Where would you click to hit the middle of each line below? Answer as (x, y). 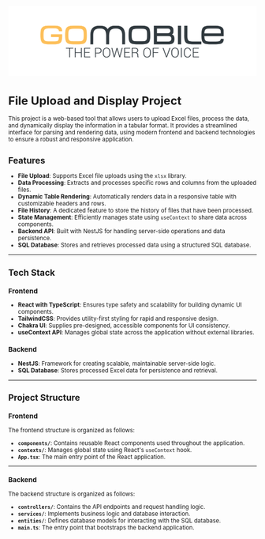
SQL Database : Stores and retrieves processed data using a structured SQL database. (134, 245)
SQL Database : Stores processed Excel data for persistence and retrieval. (118, 371)
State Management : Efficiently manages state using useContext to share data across (132, 218)
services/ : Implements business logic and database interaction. (104, 514)
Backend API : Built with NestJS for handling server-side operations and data (121, 232)
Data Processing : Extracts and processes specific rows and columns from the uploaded (137, 183)
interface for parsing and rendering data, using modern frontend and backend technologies (132, 133)
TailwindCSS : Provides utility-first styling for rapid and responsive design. (118, 319)
